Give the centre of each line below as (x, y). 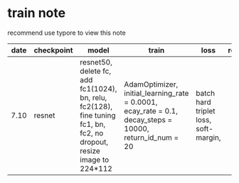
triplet (205, 111)
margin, (208, 138)
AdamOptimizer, (151, 84)
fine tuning (98, 115)
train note (37, 13)
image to (95, 160)
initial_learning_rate (156, 93)
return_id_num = (152, 138)
